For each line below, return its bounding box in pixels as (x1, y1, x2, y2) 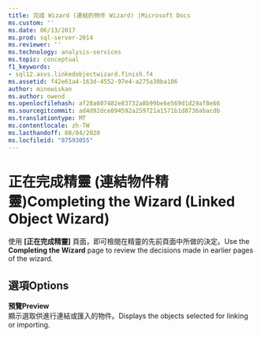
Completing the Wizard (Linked (27, 193, 235, 210)
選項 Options (8, 279, 69, 292)
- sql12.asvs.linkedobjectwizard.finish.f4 (8, 70, 154, 78)
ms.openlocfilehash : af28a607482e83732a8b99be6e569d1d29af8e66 (8, 99, 221, 107)
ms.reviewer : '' (8, 41, 62, 49)
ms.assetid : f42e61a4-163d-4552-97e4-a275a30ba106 (8, 77, 178, 85)
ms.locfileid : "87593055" (8, 136, 93, 144)
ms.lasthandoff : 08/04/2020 (8, 129, 101, 137)
